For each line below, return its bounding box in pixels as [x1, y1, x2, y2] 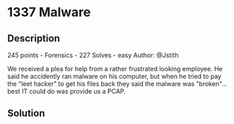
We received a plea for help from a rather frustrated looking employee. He [7, 65, 223, 73]
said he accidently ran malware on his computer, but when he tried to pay [7, 72, 221, 80]
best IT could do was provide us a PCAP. [7, 87, 126, 95]
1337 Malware [7, 4, 91, 20]
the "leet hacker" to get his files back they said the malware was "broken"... [7, 80, 228, 88]
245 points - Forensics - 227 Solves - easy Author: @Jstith [7, 51, 179, 59]
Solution [7, 107, 45, 120]
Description [7, 32, 60, 44]
